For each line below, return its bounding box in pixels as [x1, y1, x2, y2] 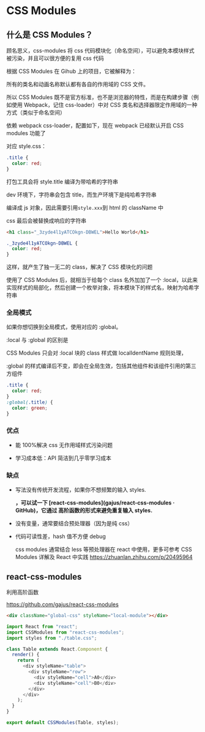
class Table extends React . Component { [6, 646, 108, 652]
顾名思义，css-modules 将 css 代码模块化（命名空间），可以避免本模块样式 [6, 47, 195, 54]
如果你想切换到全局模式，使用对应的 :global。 [6, 323, 122, 331]
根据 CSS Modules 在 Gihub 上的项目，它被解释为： [6, 68, 136, 75]
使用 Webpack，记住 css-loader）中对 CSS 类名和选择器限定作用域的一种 [11, 102, 198, 108]
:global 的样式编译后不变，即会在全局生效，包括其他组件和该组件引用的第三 [6, 362, 197, 370]
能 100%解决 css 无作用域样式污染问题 [15, 441, 113, 448]
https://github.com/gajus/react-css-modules [6, 601, 119, 608]
